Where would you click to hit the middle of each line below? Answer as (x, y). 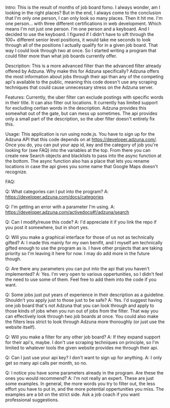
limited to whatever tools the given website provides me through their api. (82, 348)
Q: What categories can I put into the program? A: (57, 192)
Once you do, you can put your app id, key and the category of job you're (82, 145)
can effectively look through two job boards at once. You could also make (82, 316)
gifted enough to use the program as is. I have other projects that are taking (84, 248)
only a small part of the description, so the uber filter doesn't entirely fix (80, 119)
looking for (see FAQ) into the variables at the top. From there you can (78, 150)
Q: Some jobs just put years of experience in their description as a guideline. (85, 295)
